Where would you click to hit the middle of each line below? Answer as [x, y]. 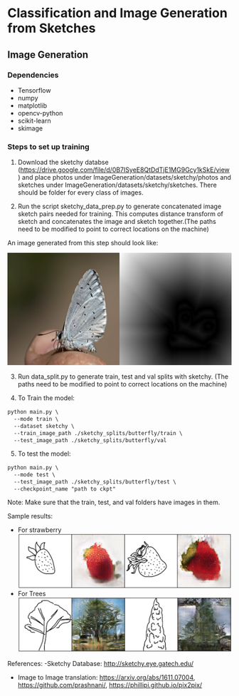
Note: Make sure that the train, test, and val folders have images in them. [114, 502]
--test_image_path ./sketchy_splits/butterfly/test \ [95, 482]
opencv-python [40, 113]
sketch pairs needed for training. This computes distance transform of [121, 214]
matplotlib [32, 106]
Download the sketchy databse [63, 163]
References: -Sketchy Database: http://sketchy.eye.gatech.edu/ [101, 664]
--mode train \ [36, 419]
